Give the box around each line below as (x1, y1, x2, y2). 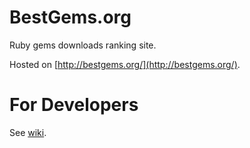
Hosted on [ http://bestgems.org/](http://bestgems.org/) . (9, 58, 241, 70)
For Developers (9, 94, 139, 116)
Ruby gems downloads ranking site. (9, 39, 157, 51)
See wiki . (9, 126, 47, 138)
